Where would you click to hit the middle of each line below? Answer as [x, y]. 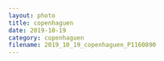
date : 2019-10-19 [37, 30]
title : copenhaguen [41, 23]
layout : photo [32, 15]
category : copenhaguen [46, 38]
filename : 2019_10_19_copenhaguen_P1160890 [82, 45]
